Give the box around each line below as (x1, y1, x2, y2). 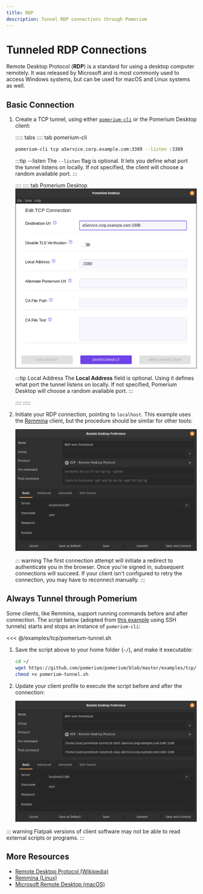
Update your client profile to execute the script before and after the (14, 682, 182, 689)
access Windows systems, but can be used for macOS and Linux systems (6, 76, 190, 83)
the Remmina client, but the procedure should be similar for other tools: (14, 417, 193, 424)
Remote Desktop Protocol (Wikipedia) (14, 867, 109, 875)
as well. (6, 82, 25, 89)
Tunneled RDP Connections (6, 43, 147, 57)
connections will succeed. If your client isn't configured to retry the (14, 570, 182, 577)
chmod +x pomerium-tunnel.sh (14, 671, 89, 677)
